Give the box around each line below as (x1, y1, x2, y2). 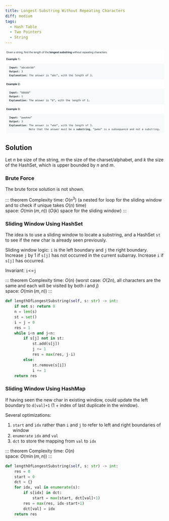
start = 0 (14, 474, 35, 479)
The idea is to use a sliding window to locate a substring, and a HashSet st (5, 232, 160, 238)
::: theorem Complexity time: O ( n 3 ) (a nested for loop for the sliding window (5, 196, 162, 203)
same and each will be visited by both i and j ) (5, 283, 99, 289)
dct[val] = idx (23, 506, 55, 511)
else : (23, 357, 35, 362)
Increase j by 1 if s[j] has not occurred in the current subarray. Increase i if (5, 252, 164, 258)
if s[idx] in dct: (23, 490, 62, 496)
